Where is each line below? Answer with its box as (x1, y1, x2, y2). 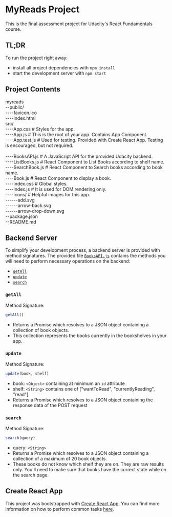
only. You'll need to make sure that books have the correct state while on (12, 466, 166, 472)
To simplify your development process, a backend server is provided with (5, 247, 160, 253)
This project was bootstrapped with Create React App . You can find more (5, 500, 160, 507)
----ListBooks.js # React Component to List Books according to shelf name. (5, 158, 165, 165)
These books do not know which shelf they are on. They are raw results (12, 461, 164, 467)
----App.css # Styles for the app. (5, 126, 75, 132)
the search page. (12, 472, 49, 478)
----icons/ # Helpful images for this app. (5, 191, 91, 197)
